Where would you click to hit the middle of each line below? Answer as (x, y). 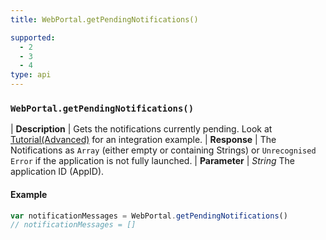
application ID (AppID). (57, 172)
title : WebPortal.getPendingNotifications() (104, 19)
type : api (31, 75)
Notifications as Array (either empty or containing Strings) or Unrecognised (163, 150)
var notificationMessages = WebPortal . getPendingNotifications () (149, 216)
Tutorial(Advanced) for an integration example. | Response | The (143, 140)
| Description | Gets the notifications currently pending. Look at (141, 129)
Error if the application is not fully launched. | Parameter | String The (152, 161)
